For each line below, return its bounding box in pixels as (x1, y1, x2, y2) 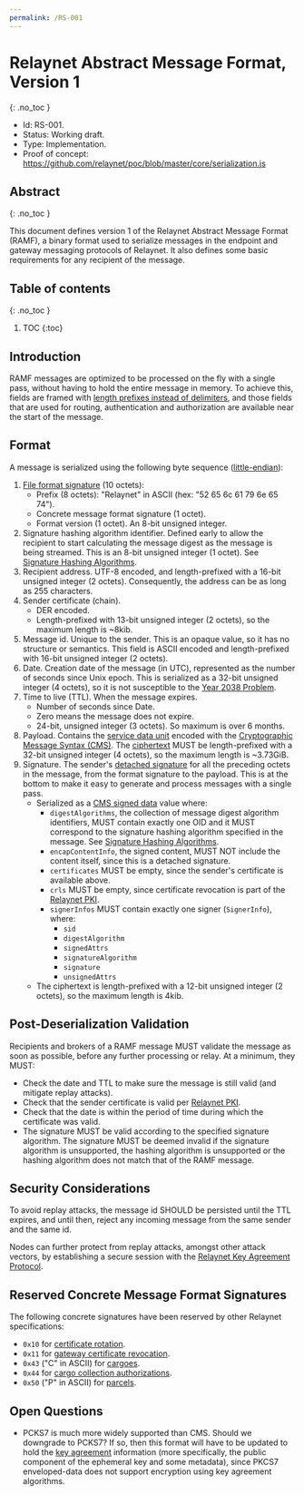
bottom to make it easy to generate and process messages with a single (22, 777, 292, 789)
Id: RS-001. (22, 119, 64, 130)
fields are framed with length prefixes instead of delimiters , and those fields (9, 392, 292, 403)
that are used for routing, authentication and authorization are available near (9, 402, 295, 413)
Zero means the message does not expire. (35, 710, 194, 721)
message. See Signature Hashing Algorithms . (49, 835, 220, 846)
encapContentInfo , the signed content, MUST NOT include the (49, 845, 281, 856)
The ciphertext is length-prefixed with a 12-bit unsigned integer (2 (35, 981, 283, 992)
